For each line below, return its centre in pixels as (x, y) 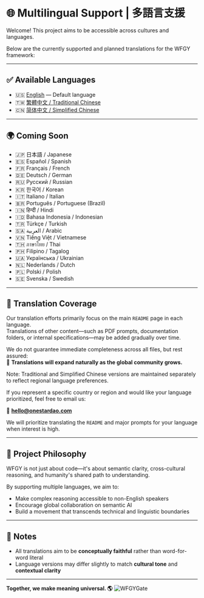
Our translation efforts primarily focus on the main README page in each (95, 318)
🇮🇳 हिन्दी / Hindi (34, 210)
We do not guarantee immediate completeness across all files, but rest (94, 350)
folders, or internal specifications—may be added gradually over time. (93, 338)
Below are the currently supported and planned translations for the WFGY (98, 48)
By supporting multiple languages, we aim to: (63, 487)
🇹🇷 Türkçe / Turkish (41, 223)
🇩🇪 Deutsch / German (43, 175)
